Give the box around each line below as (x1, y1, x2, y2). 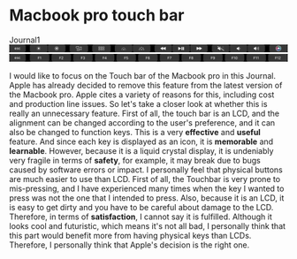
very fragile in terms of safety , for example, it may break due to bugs (9, 155, 261, 165)
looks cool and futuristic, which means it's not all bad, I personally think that (9, 220, 286, 231)
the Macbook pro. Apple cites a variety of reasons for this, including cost (9, 89, 275, 100)
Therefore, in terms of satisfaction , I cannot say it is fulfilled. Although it (9, 211, 272, 222)
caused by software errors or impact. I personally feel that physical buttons (9, 164, 283, 175)
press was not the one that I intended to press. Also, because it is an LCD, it (9, 192, 285, 203)
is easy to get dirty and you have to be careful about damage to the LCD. (9, 202, 274, 212)
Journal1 (9, 34, 41, 45)
